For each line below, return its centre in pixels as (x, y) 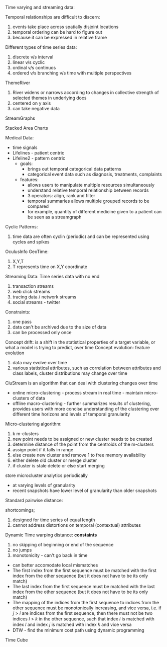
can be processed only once (42, 332)
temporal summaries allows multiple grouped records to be (88, 201)
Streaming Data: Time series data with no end (52, 276)
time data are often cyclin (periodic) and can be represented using (81, 236)
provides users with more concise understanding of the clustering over (86, 409)
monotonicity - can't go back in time (50, 555)
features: (29, 180)
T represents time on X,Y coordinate (50, 267)
